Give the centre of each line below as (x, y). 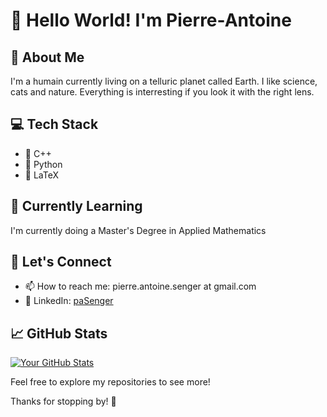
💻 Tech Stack (54, 124)
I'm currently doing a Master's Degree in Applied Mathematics (138, 230)
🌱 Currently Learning (76, 206)
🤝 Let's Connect (61, 262)
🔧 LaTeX (42, 175)
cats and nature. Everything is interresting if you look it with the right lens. (162, 92)
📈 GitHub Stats (59, 333)
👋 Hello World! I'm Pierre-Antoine (151, 20)
